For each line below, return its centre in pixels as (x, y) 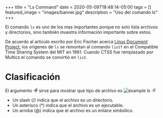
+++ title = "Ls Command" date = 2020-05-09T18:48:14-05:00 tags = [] (78, 7)
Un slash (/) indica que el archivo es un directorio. (63, 100)
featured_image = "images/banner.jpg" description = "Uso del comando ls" (81, 12)
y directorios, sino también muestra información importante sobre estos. (78, 32)
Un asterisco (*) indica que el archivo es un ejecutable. (68, 105)
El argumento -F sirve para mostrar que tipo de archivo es (64, 91)
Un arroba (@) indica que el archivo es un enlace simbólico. (73, 110)
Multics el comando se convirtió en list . (46, 57)
